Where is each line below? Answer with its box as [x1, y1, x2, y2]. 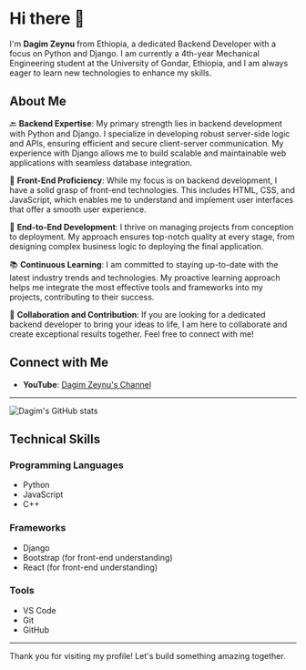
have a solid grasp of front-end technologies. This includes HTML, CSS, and [9, 184, 296, 195]
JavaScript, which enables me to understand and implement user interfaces [9, 194, 294, 205]
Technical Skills [9, 431, 101, 447]
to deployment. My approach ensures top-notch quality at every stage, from [9, 231, 295, 242]
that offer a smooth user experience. [9, 204, 148, 215]
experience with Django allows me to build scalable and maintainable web [9, 147, 287, 158]
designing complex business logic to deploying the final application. [9, 240, 264, 251]
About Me [9, 94, 66, 109]
